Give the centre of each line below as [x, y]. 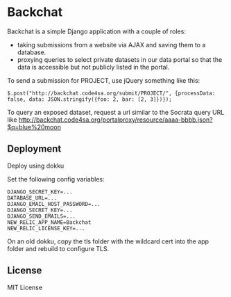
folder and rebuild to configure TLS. [58, 248]
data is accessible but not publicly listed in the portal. [93, 67]
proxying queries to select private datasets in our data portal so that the [120, 59]
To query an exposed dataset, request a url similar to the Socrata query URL [116, 112]
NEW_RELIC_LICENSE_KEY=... [46, 228]
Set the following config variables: [56, 179]
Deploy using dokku [36, 166]
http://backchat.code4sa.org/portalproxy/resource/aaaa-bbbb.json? [115, 120]
